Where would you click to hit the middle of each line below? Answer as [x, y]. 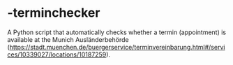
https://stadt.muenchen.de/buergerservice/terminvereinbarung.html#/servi [117, 47]
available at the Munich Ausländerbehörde [68, 39]
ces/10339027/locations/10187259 [57, 55]
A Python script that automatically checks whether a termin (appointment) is [117, 32]
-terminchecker [54, 13]
